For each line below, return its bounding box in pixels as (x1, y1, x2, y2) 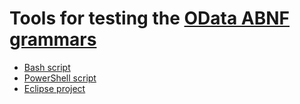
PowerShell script (23, 72, 97, 84)
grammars (9, 28, 97, 51)
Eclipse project (23, 82, 86, 94)
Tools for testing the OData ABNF (9, 7, 291, 30)
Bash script (23, 61, 71, 73)
